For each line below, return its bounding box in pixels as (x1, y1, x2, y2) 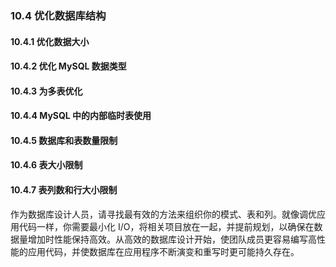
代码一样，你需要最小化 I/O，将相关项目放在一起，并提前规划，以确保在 (18, 220, 315, 232)
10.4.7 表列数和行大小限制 (10, 184, 118, 196)
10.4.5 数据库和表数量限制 (10, 134, 118, 146)
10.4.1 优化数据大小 (10, 35, 90, 47)
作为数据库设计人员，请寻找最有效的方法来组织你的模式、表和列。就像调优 (10, 208, 317, 220)
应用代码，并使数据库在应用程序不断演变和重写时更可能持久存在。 (27, 245, 300, 257)
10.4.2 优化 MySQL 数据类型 (10, 60, 127, 72)
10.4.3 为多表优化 (10, 85, 83, 97)
